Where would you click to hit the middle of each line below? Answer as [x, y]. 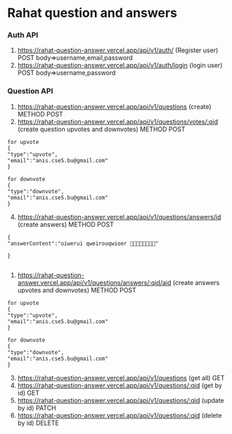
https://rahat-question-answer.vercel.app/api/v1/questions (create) [115, 107]
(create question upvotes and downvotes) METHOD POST [101, 129]
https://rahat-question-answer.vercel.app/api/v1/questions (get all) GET [121, 378]
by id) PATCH [37, 408]
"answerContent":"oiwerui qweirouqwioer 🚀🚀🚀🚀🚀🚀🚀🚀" [83, 243]
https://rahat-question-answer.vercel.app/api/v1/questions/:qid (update [121, 400]
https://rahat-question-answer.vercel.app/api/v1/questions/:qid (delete [120, 415]
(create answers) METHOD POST [65, 224]
